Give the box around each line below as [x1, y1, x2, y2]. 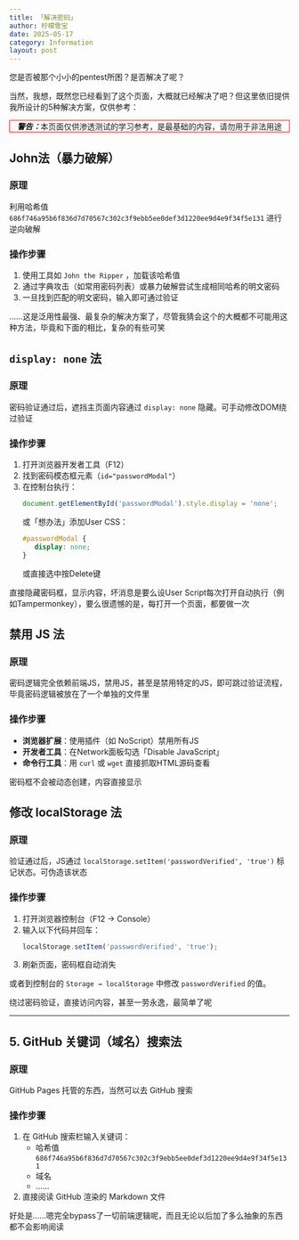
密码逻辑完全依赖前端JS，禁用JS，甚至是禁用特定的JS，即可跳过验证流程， [9, 678, 287, 689]
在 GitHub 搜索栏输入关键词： [21, 1131, 131, 1142]
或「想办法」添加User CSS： [21, 516, 129, 526]
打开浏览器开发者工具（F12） [21, 460, 129, 470]
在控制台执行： [21, 482, 77, 493]
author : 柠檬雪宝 [9, 21, 69, 30]
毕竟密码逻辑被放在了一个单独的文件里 [9, 689, 149, 699]
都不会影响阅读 [9, 1221, 64, 1232]
